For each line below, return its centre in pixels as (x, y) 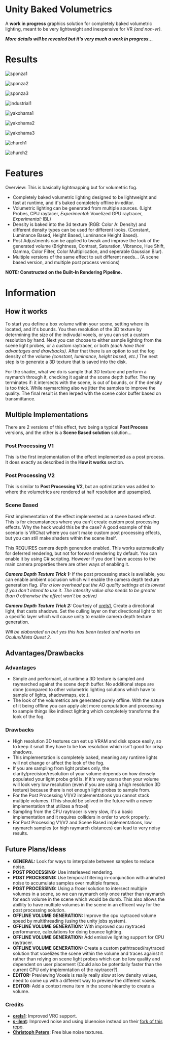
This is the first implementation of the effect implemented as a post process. (85, 456)
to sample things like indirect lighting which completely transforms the (86, 711)
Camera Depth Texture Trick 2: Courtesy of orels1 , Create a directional (80, 605)
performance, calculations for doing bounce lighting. (67, 932)
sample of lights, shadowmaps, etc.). (51, 695)
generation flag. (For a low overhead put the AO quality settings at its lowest (85, 585)
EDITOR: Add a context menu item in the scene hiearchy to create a (83, 986)
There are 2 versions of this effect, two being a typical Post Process (77, 427)
